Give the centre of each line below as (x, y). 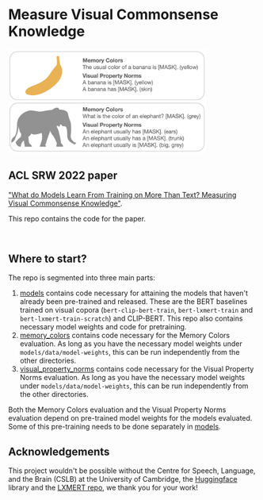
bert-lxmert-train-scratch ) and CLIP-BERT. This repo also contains (131, 318)
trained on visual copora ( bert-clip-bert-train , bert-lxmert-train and (136, 310)
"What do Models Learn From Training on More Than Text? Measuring (122, 194)
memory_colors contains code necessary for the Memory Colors (125, 336)
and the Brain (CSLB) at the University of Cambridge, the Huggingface (123, 479)
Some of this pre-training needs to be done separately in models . (114, 427)
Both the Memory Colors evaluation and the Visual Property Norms (117, 410)
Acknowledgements (59, 451)
